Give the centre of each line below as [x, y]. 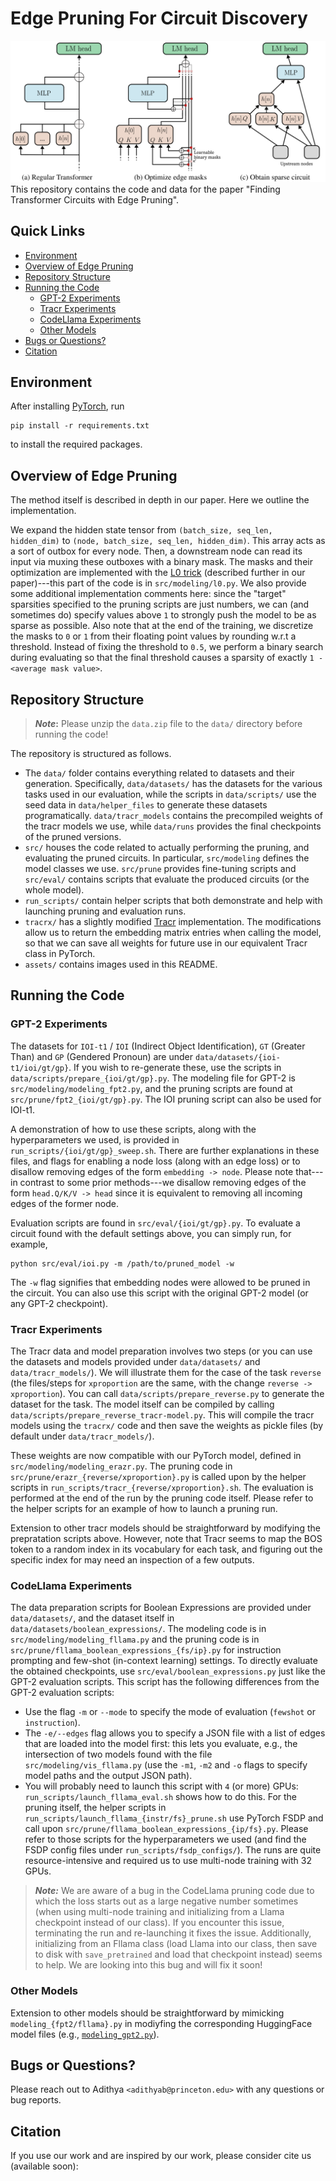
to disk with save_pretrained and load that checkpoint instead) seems [178, 1954]
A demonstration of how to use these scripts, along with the [133, 1129]
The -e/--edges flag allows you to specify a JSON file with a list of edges [175, 1733]
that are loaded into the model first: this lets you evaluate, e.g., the [161, 1744]
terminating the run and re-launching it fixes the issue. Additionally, [173, 1933]
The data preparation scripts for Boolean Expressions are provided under [161, 1608]
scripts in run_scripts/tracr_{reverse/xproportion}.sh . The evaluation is [162, 1488]
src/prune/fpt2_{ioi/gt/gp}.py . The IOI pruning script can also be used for [166, 1099]
